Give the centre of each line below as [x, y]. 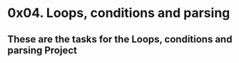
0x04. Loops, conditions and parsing [119, 13]
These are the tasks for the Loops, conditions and [120, 39]
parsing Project [42, 50]
